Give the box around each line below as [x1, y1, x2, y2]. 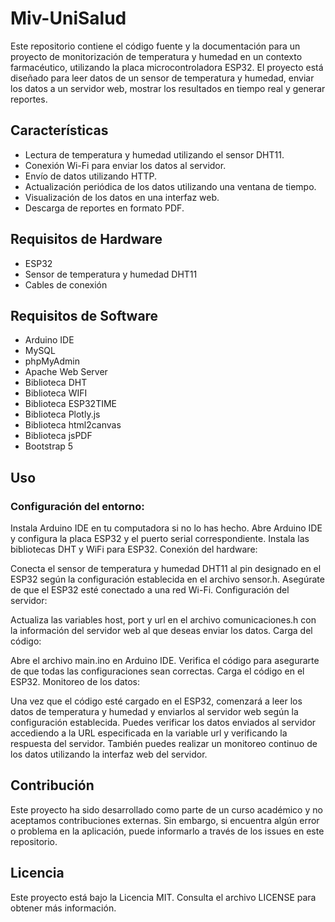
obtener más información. [10, 902, 117, 914]
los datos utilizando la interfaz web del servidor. [10, 748, 208, 761]
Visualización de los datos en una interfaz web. [24, 191, 220, 203]
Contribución [10, 777, 95, 794]
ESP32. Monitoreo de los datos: [10, 676, 141, 688]
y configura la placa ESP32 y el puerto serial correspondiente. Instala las [10, 533, 310, 545]
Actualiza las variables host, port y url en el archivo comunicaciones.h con [10, 614, 317, 626]
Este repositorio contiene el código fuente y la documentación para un [10, 40, 301, 52]
